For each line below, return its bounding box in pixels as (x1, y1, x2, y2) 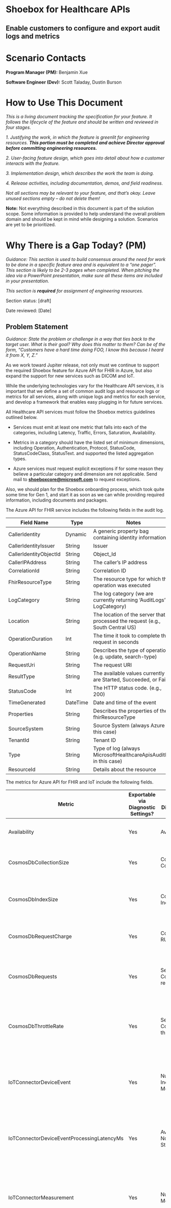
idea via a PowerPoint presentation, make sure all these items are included (6, 273, 163, 279)
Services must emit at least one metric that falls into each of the (13, 424, 147, 430)
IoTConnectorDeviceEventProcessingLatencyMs (8, 1135, 124, 1142)
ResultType (8, 673, 35, 680)
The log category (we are (93, 590, 154, 597)
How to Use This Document (6, 97, 123, 108)
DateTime (65, 699, 88, 706)
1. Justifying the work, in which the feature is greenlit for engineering (6, 134, 150, 141)
